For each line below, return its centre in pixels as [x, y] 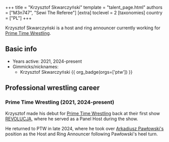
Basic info [21, 49]
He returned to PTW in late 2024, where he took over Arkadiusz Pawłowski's [84, 128]
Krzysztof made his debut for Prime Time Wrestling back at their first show [82, 113]
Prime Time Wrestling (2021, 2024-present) [60, 102]
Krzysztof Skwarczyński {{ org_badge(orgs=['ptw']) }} [76, 72]
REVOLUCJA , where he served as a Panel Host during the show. [72, 119]
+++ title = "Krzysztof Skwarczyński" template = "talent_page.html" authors [84, 7]
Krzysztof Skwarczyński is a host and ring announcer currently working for [83, 28]
